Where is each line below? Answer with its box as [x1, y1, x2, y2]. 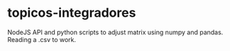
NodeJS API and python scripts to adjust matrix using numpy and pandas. [7, 28, 224, 36]
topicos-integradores [7, 5, 136, 21]
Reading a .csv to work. [7, 35, 77, 43]
